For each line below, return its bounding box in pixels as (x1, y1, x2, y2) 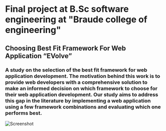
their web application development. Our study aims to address (5, 91, 159, 98)
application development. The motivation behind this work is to (5, 72, 161, 79)
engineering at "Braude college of (5, 14, 148, 25)
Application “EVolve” (5, 52, 72, 60)
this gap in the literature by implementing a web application (5, 97, 151, 104)
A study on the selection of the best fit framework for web (5, 66, 148, 73)
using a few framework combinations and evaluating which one (5, 103, 161, 110)
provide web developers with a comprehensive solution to (5, 79, 148, 86)
